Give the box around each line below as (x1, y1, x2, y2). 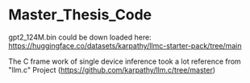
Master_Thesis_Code (8, 6, 152, 24)
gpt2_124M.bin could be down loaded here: (8, 32, 152, 42)
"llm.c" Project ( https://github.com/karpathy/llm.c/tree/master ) (8, 64, 216, 74)
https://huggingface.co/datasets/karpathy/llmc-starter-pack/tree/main (8, 40, 242, 50)
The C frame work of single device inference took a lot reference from (8, 56, 242, 66)
